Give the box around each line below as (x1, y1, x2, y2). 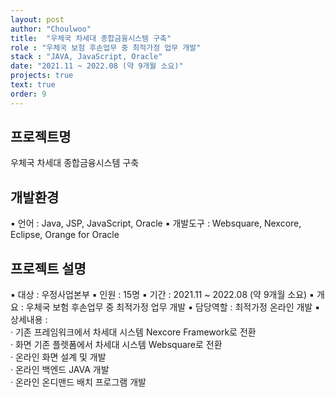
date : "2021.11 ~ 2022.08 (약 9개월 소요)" (10, 61, 184, 71)
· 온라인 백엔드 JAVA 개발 (10, 364, 110, 376)
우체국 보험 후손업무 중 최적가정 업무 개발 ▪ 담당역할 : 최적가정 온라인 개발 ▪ (25, 301, 321, 313)
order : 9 (10, 89, 47, 99)
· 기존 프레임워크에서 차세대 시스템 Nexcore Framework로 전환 (10, 326, 257, 338)
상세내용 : (10, 314, 48, 326)
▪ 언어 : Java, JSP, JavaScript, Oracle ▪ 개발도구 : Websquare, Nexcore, (10, 217, 302, 230)
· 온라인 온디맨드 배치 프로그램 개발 (10, 376, 147, 388)
